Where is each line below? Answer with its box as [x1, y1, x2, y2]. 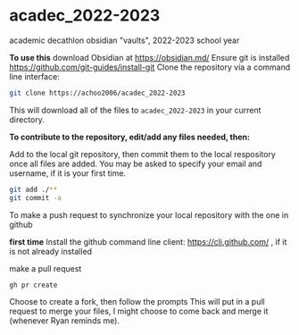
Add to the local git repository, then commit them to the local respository [9, 148, 277, 159]
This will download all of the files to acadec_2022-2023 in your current [9, 105, 262, 115]
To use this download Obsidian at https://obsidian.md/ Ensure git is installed [9, 52, 290, 63]
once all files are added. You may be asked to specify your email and [9, 158, 262, 169]
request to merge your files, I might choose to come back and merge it [9, 306, 269, 317]
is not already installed [9, 246, 92, 256]
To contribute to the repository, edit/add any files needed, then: [9, 131, 250, 142]
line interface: [9, 71, 60, 81]
